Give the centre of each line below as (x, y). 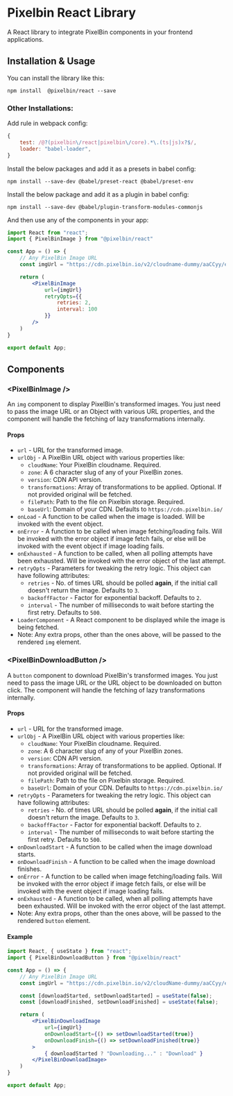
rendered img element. (49, 642)
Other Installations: (41, 108)
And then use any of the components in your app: (78, 219)
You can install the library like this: (56, 78)
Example (20, 936)
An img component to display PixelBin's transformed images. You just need (114, 404)
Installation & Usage (51, 61)
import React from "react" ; (48, 233)
